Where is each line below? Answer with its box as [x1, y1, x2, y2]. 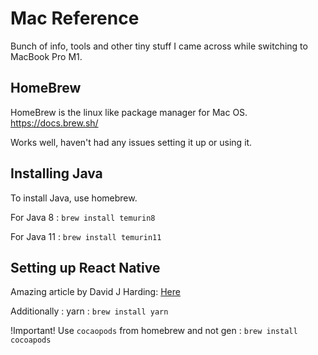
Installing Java [10, 165, 103, 182]
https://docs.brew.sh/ [10, 117, 99, 129]
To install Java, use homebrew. [10, 192, 138, 204]
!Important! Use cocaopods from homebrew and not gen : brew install [10, 325, 298, 337]
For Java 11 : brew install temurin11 [10, 230, 162, 242]
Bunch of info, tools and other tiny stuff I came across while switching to [10, 40, 308, 52]
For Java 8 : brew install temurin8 [10, 211, 156, 223]
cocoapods [10, 335, 52, 346]
